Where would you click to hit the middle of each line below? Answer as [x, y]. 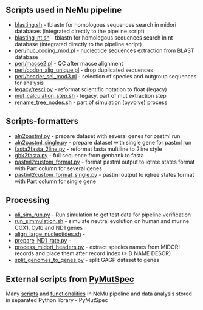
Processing [28, 200]
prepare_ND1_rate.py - [43, 241]
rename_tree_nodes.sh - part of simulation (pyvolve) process [91, 102]
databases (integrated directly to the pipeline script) [80, 31]
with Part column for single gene [55, 181]
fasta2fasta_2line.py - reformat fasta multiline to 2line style [88, 149]
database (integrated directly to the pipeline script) [78, 44]
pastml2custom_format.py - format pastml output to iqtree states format [105, 162]
